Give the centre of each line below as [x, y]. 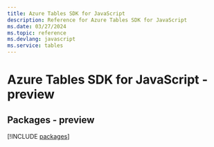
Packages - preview [51, 120]
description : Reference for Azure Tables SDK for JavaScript [97, 20]
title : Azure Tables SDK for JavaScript [66, 13]
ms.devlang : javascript [42, 39]
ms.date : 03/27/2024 [37, 26]
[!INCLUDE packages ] [38, 136]
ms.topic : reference [37, 33]
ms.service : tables [35, 46]
